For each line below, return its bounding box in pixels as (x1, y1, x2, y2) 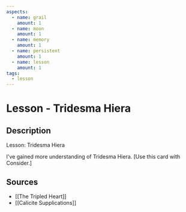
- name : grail (11, 14, 47, 20)
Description (6, 126, 51, 136)
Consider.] (6, 160, 32, 167)
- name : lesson (11, 59, 50, 65)
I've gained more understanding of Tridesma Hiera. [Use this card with (6, 153, 181, 160)
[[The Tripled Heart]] (14, 193, 67, 200)
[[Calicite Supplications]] (14, 199, 77, 206)
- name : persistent (11, 48, 61, 54)
